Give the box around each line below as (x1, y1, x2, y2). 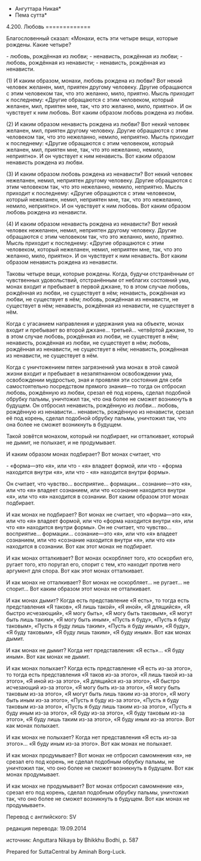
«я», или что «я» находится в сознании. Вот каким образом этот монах (6, 493, 189, 500)
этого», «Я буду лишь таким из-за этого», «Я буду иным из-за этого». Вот (6, 716, 195, 722)
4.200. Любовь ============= (6, 23, 91, 30)
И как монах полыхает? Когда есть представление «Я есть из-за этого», (6, 665, 193, 671)
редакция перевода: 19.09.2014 (6, 825, 87, 832)
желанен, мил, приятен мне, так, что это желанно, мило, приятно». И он (6, 103, 192, 110)
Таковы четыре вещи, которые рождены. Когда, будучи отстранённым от (6, 270, 194, 277)
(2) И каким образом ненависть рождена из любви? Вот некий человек (6, 121, 190, 128)
